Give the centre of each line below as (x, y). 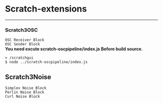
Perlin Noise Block (25, 92)
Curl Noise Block (23, 97)
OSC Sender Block (23, 44)
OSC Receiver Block (25, 40)
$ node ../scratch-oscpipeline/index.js (47, 62)
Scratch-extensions (46, 9)
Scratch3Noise (28, 77)
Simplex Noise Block (26, 88)
